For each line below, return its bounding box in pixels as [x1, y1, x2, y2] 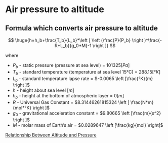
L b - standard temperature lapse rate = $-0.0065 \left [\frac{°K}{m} [12, 75, 153, 83]
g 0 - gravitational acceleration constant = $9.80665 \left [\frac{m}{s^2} [12, 110, 161, 117]
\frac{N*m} [130, 99, 154, 105]
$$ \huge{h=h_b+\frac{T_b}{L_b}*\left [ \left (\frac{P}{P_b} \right [8, 37, 143, 43]
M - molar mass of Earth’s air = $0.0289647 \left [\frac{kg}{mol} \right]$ [12, 122, 163, 128]
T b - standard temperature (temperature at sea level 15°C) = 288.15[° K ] [12, 68, 161, 76]
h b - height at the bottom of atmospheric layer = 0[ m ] [12, 93, 124, 100]
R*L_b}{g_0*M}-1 [54, 43, 92, 49]
